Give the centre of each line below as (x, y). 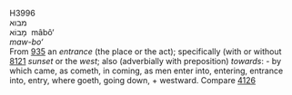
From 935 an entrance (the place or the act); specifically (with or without (146, 52)
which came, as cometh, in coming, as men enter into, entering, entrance (146, 71)
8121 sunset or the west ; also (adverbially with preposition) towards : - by (146, 61)
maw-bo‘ (26, 42)
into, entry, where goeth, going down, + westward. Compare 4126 (133, 80)
